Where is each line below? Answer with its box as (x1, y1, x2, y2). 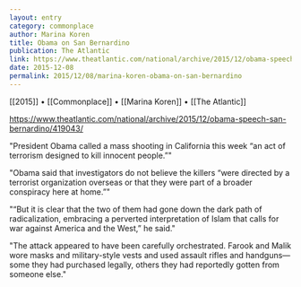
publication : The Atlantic (9, 47, 110, 56)
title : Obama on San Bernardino (9, 38, 130, 48)
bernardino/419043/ (9, 123, 83, 134)
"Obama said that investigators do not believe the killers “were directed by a (9, 167, 290, 178)
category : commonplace (9, 22, 94, 30)
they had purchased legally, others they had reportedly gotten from (31, 259, 280, 270)
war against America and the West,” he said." (9, 222, 176, 233)
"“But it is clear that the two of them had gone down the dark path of (9, 204, 262, 214)
